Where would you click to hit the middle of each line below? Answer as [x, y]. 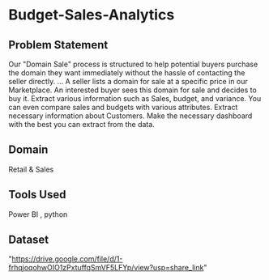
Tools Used [37, 195]
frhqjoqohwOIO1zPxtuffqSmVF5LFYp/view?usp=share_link [106, 268]
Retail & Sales [31, 169]
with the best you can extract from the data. [82, 124]
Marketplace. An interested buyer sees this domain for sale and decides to [132, 90]
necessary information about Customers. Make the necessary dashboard [130, 116]
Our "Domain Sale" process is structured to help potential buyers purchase [133, 64]
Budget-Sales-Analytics [92, 15]
